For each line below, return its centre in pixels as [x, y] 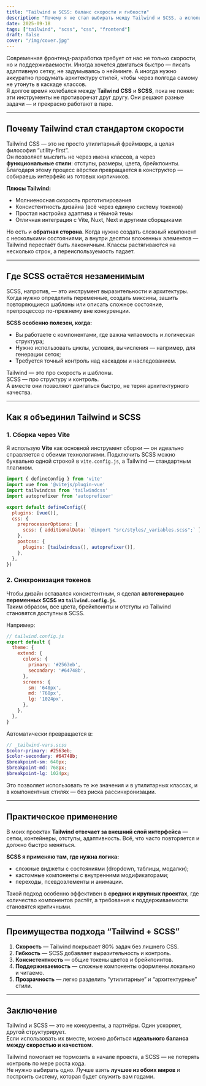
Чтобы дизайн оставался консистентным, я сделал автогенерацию [95, 593]
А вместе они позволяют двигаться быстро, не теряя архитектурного [97, 385]
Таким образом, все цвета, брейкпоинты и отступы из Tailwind [89, 607]
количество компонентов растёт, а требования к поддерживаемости [97, 900]
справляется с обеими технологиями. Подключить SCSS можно [91, 455]
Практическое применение [62, 817]
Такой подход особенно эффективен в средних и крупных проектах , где [103, 893]
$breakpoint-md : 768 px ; [37, 768]
